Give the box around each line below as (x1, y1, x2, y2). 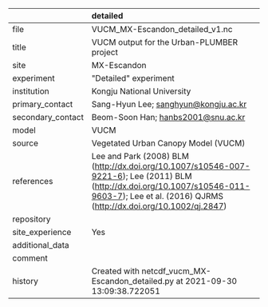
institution (12, 86, 49, 97)
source (12, 138, 38, 149)
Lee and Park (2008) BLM (91, 151, 190, 161)
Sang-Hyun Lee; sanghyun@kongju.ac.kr (91, 99, 247, 110)
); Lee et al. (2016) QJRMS (122, 191, 223, 201)
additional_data (12, 240, 69, 250)
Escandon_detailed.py (91, 276, 174, 286)
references (12, 176, 53, 186)
